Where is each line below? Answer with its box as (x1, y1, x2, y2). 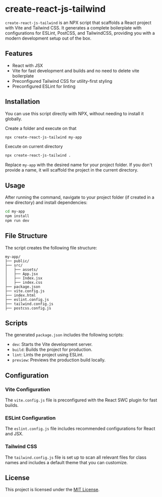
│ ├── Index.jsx (5, 275, 43, 280)
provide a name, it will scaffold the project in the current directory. (5, 167, 139, 173)
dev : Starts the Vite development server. (12, 342, 93, 348)
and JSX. (5, 431, 23, 437)
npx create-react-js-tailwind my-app (5, 135, 82, 140)
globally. (5, 116, 23, 122)
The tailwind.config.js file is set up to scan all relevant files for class (5, 454, 147, 460)
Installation (5, 98, 40, 106)
